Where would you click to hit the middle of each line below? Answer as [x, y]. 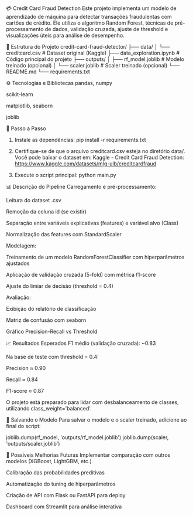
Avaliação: [18, 297]
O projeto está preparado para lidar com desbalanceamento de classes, [93, 402]
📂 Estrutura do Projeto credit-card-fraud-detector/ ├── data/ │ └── [88, 47]
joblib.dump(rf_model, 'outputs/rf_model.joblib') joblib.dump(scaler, [87, 437]
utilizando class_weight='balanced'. [49, 408]
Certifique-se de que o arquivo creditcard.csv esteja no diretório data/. [100, 151]
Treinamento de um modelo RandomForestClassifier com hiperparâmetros [95, 257]
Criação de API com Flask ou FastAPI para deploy [66, 495]
